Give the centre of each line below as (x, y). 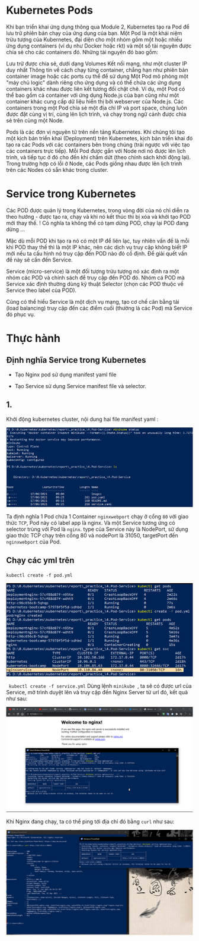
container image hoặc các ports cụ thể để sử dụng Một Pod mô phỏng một (97, 76)
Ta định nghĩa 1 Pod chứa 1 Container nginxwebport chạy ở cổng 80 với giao (97, 517)
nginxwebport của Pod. (33, 542)
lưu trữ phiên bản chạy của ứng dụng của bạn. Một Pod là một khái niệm (94, 33)
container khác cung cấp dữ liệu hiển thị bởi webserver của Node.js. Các (95, 101)
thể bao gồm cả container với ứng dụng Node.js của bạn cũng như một (93, 95)
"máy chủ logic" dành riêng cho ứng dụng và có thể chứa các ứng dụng (94, 82)
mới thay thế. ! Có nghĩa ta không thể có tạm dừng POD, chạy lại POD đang (97, 223)
